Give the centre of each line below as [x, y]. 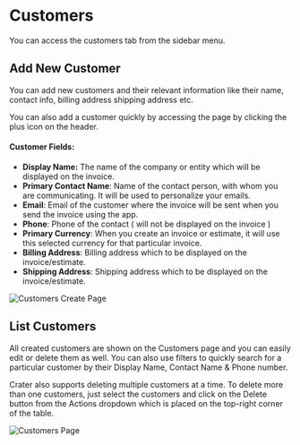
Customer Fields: [42, 147]
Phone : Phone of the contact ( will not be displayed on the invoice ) [146, 224]
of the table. [32, 413]
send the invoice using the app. [80, 214]
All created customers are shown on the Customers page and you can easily [150, 348]
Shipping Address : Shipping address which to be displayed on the [145, 271]
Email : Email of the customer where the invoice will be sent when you [150, 205]
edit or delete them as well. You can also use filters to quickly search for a [146, 357]
